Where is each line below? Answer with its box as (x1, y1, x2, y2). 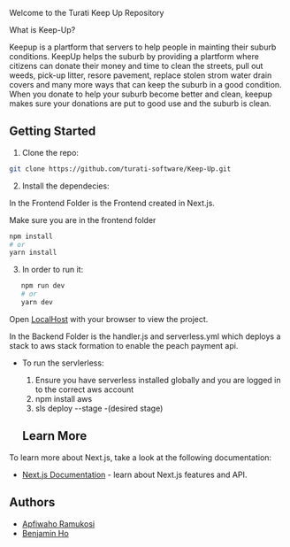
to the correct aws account (34, 384, 134, 395)
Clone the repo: (21, 147, 80, 158)
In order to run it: (21, 265, 84, 275)
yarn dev (20, 298, 53, 307)
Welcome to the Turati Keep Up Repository (9, 8, 164, 18)
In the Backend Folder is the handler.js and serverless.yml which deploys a (9, 331, 281, 342)
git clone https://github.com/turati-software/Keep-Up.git (9, 164, 232, 173)
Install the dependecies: (21, 181, 110, 191)
